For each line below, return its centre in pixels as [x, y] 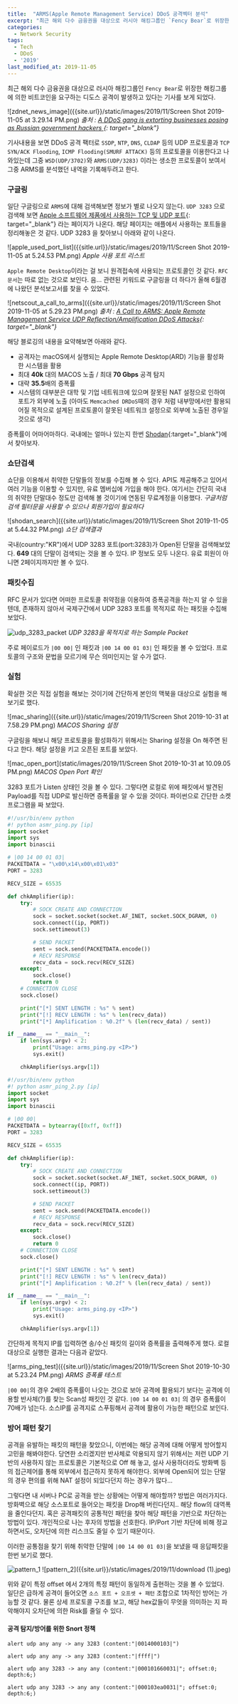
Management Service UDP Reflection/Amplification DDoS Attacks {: [106, 319]
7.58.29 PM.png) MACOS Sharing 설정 [63, 725]
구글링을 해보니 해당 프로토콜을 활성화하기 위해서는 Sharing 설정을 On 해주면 [114, 740]
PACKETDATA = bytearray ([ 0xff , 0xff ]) [65, 1126]
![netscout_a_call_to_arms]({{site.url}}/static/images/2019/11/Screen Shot [114, 303]
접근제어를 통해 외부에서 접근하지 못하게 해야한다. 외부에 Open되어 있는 [114, 1472]
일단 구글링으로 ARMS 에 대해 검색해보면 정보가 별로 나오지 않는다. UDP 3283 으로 [116, 206]
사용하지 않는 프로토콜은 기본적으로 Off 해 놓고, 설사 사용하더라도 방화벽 [120, 1463]
